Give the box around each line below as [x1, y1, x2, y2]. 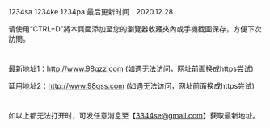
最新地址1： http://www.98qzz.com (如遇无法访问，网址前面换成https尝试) [8, 64, 254, 74]
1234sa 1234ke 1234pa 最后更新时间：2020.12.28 [8, 7, 174, 16]
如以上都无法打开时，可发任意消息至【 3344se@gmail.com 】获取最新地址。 [8, 111, 260, 121]
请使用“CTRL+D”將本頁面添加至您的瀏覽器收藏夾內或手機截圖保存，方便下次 [8, 24, 262, 34]
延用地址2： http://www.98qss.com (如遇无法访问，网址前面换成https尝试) [8, 81, 255, 91]
